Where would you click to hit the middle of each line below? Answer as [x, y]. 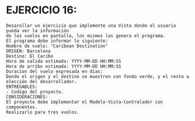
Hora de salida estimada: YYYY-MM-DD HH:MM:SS [64, 61]
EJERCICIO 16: [41, 10]
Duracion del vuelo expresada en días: [55, 71]
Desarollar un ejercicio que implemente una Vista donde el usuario [91, 26]
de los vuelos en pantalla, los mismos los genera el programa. [86, 35]
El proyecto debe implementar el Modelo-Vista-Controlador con [85, 102]
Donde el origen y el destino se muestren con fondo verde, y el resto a [98, 76]
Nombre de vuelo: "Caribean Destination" [57, 46]
